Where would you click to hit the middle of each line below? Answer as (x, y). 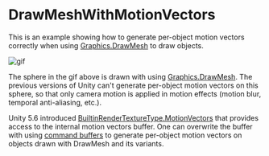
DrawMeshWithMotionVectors (112, 15)
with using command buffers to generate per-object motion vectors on (125, 135)
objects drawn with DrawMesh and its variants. (86, 143)
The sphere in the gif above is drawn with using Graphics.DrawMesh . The (130, 76)
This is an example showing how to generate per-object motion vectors (126, 37)
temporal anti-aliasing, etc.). (55, 102)
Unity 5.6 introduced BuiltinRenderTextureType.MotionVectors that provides (134, 117)
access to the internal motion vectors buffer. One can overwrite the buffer (130, 126)
